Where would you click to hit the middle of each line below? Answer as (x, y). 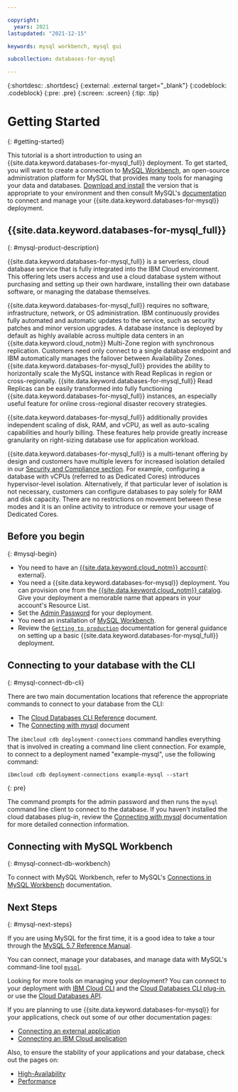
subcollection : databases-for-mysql (61, 59)
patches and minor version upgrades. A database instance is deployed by (115, 328)
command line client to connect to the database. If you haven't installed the (118, 809)
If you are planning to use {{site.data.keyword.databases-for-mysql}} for (113, 1010)
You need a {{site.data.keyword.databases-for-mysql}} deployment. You (123, 582)
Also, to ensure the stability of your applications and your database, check (116, 1052)
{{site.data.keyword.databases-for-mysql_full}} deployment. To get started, (118, 163)
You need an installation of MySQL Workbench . (87, 620)
